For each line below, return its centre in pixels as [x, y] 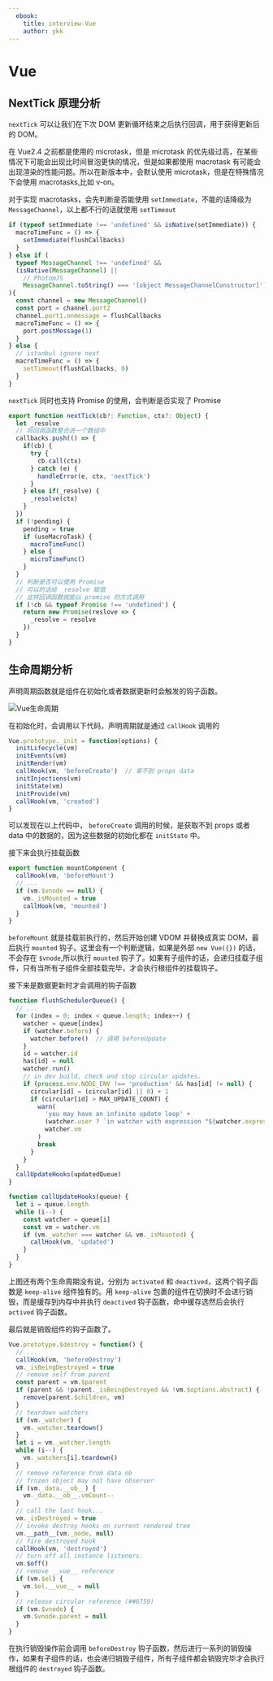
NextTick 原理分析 [54, 103]
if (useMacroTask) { [58, 536]
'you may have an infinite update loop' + [117, 1114]
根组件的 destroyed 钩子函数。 [59, 1669]
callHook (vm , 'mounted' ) [65, 906]
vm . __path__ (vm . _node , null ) [65, 1533]
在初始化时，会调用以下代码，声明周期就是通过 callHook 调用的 [114, 725]
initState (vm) [39, 786]
